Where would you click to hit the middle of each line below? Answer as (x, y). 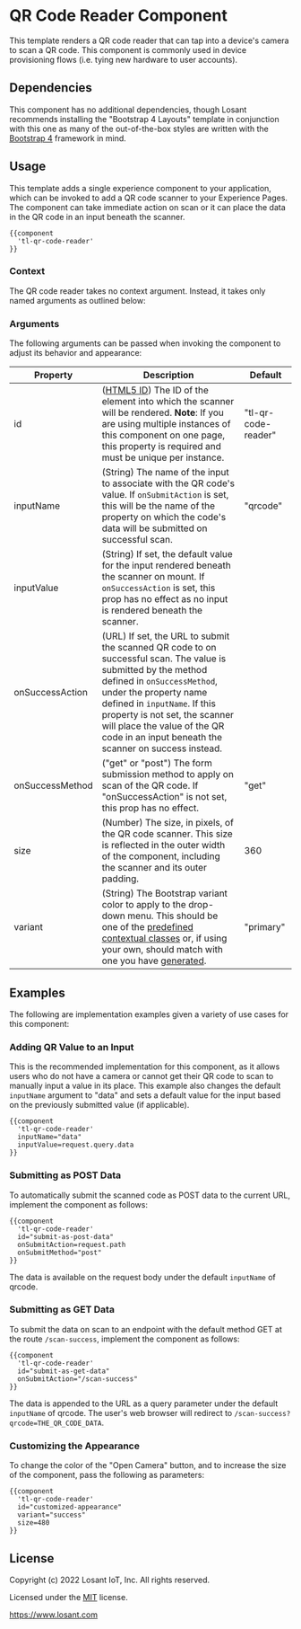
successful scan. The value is (164, 659)
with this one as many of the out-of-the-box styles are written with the (139, 128)
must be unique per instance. (163, 457)
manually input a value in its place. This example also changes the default (145, 1086)
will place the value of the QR (163, 726)
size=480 (34, 1523)
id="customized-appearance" (70, 1507)
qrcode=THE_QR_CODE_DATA (56, 1423)
